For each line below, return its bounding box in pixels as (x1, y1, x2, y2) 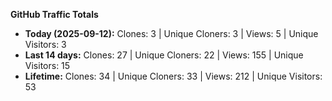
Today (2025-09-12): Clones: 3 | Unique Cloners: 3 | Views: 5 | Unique (24, 28, 319, 39)
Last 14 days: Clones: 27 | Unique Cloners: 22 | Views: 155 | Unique (24, 49, 304, 61)
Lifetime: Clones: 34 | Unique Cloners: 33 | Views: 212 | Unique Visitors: (24, 70, 323, 82)
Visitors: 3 (24, 39, 67, 50)
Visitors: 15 (24, 60, 71, 71)
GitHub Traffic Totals (10, 9, 99, 20)
